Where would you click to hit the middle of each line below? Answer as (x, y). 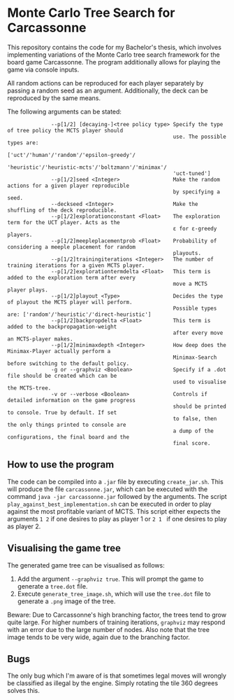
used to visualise (200, 382)
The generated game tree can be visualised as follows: (86, 565)
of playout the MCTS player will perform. (70, 302)
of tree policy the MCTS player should (65, 130)
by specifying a (196, 192)
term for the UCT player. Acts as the (64, 222)
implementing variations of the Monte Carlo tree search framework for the (114, 55)
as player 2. (24, 526)
